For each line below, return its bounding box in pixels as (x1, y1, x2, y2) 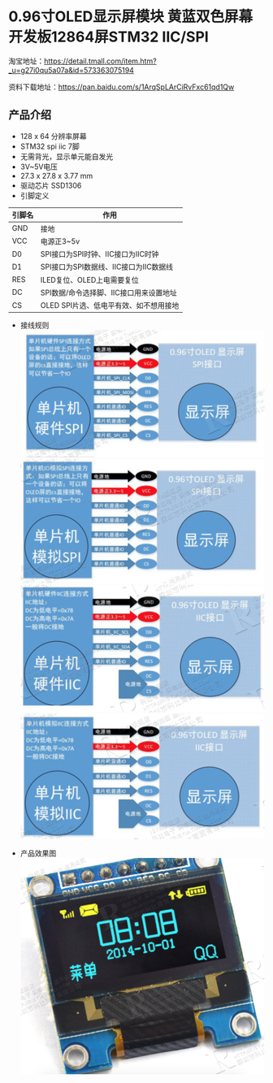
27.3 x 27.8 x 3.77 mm (19, 171, 93, 180)
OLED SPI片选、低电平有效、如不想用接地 (40, 301, 180, 310)
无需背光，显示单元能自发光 (19, 151, 114, 161)
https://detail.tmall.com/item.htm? (44, 56, 157, 66)
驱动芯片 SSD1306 (19, 180, 82, 190)
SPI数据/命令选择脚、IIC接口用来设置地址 (40, 288, 177, 297)
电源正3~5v (40, 236, 80, 246)
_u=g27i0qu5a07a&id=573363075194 (8, 65, 134, 75)
